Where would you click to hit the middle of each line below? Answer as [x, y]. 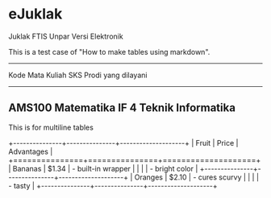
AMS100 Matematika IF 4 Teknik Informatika [122, 108]
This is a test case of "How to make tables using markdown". [109, 52]
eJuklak [35, 14]
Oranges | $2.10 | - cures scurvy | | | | [197, 177]
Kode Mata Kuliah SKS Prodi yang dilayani [78, 75]
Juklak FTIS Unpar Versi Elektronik [66, 36]
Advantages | [31, 151]
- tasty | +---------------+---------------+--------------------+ [113, 185]
